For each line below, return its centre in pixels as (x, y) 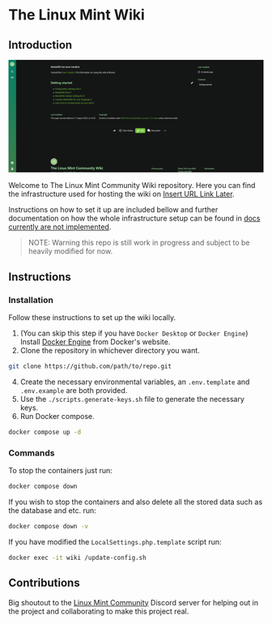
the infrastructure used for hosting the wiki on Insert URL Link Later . (121, 194)
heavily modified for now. (70, 251)
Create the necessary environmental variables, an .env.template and (135, 382)
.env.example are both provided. (74, 391)
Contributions (44, 583)
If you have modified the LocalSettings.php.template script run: (115, 541)
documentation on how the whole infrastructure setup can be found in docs (134, 218)
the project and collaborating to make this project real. (99, 611)
